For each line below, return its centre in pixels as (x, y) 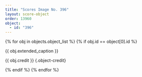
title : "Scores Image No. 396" (37, 10)
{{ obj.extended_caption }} (32, 51)
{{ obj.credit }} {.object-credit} (35, 60)
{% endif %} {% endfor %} (32, 70)
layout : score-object (27, 14)
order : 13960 (18, 19)
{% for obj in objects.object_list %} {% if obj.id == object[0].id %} (71, 41)
